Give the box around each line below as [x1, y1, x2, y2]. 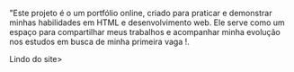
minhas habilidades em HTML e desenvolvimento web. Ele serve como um [9, 17, 285, 28]
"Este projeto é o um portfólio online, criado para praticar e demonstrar [9, 8, 272, 18]
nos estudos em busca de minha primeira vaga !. [9, 36, 191, 47]
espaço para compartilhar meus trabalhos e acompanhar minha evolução [9, 27, 281, 37]
